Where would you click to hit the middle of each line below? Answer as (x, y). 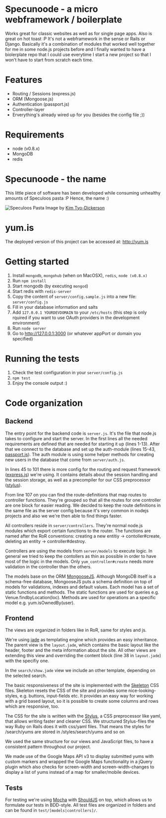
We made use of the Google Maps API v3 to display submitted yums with (80, 756)
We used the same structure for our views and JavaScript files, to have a (79, 742)
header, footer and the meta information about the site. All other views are (81, 650)
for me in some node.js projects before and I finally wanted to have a (75, 49)
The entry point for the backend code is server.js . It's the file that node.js (81, 433)
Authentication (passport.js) (41, 104)
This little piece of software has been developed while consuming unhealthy (83, 193)
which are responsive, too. (32, 706)
